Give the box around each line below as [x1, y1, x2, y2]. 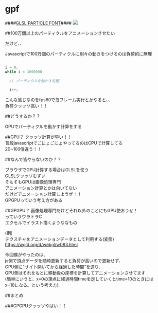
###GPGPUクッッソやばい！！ [5, 303, 67, 309]
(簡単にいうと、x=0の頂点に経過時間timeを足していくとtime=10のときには [5, 276, 154, 282]
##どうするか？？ [5, 113, 40, 119]
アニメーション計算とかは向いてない [5, 185, 77, 191]
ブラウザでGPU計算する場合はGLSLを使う [5, 167, 89, 173]
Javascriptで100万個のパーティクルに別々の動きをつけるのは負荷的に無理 [5, 51, 152, 56]
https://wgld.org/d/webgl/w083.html [5, 242, 78, 248]
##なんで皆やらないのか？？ [5, 157, 62, 163]
